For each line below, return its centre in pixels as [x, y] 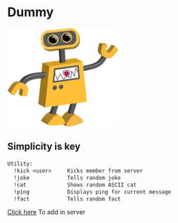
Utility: [20, 164]
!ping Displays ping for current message [93, 192]
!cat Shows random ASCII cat [75, 185]
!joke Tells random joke [67, 178]
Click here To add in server [46, 212]
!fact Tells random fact [67, 199]
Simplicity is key [44, 147]
